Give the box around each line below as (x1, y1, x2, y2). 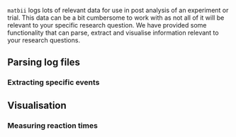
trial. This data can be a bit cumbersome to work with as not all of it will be (7, 13, 225, 22)
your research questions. (7, 36, 80, 44)
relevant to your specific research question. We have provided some (7, 21, 207, 29)
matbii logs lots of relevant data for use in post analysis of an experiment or (7, 6, 229, 14)
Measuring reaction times (7, 120, 98, 130)
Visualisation (7, 99, 67, 112)
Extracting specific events (7, 78, 100, 88)
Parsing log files (7, 56, 80, 68)
